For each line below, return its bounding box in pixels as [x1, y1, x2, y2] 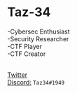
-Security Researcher [7, 34, 69, 43]
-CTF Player [7, 42, 42, 50]
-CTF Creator [7, 50, 46, 58]
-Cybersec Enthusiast [7, 27, 70, 36]
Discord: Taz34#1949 [7, 78, 65, 86]
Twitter [7, 71, 28, 79]
